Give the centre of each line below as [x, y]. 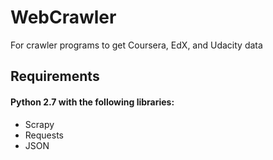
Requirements [55, 76]
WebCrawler [63, 17]
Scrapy [39, 124]
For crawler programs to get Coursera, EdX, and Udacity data [136, 45]
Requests [44, 135]
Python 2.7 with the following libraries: [92, 102]
